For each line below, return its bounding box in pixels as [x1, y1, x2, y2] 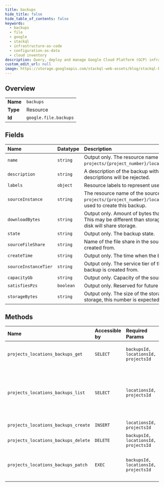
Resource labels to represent [83, 182, 150, 188]
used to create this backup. [83, 202, 146, 209]
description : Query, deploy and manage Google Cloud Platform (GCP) [5, 57, 147, 62]
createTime [7, 253, 33, 258]
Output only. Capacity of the [83, 274, 149, 281]
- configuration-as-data [9, 48, 60, 53]
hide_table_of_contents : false [5, 16, 69, 21]
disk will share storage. [83, 222, 137, 229]
